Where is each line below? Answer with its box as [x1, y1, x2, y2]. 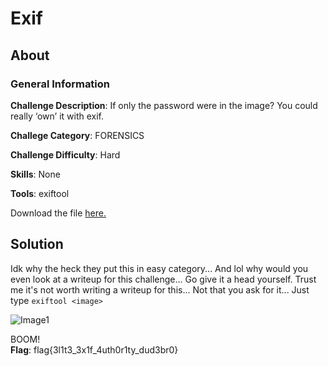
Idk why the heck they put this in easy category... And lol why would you [10, 262, 309, 274]
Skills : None [10, 168, 61, 180]
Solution [10, 236, 64, 253]
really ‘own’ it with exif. [10, 110, 104, 122]
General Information [10, 77, 111, 91]
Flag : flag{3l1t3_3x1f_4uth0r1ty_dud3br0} [10, 343, 179, 356]
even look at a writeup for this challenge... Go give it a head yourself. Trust [10, 273, 317, 285]
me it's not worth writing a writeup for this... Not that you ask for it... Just [10, 283, 310, 296]
